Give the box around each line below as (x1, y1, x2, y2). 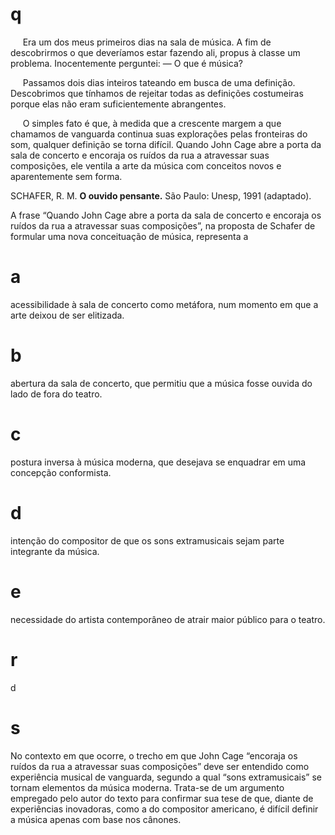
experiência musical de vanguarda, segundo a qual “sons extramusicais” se (10, 771, 322, 783)
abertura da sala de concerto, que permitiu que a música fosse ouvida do (10, 377, 313, 389)
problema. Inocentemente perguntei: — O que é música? (10, 57, 243, 69)
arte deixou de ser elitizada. (10, 309, 125, 321)
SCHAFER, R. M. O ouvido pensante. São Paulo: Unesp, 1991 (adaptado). (10, 189, 312, 202)
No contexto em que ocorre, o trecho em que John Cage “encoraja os (10, 749, 298, 762)
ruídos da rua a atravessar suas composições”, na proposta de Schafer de (10, 219, 316, 232)
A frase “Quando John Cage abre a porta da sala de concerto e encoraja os (10, 209, 322, 221)
